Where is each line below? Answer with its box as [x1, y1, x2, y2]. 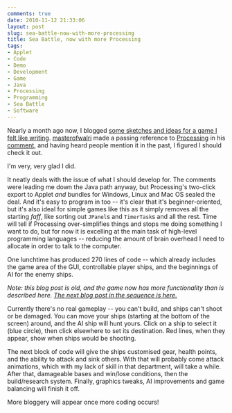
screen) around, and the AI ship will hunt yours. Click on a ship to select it [7, 319, 217, 327]
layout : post [7, 23, 45, 30]
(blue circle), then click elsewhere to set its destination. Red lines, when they [7, 326, 226, 334]
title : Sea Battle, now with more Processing [7, 36, 141, 43]
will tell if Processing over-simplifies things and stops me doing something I [7, 220, 223, 228]
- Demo [7, 62, 26, 69]
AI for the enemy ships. [7, 270, 74, 278]
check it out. [7, 148, 43, 156]
